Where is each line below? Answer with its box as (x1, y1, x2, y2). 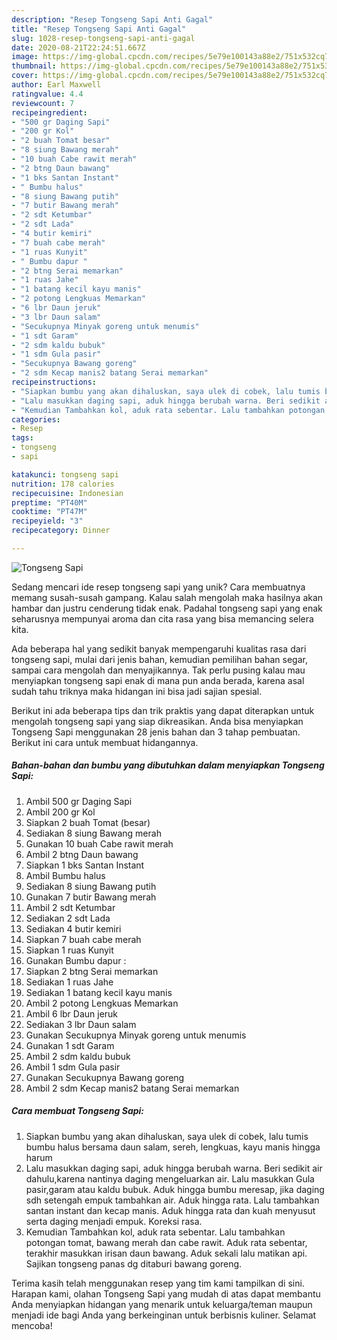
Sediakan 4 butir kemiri (25, 922, 122, 935)
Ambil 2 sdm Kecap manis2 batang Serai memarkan (25, 1082, 240, 1094)
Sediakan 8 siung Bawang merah (25, 827, 162, 839)
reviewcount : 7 (11, 98, 75, 108)
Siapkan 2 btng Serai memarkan (25, 965, 159, 977)
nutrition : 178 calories (11, 479, 115, 489)
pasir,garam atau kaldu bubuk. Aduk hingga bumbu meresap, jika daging (25, 1183, 325, 1195)
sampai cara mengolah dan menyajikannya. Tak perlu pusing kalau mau (11, 664, 306, 676)
